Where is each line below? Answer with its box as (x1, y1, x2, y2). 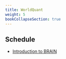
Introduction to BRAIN (12, 48, 57, 54)
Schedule (5, 35, 36, 43)
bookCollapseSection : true (5, 16, 61, 21)
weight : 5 (5, 12, 26, 17)
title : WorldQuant (5, 7, 43, 12)
